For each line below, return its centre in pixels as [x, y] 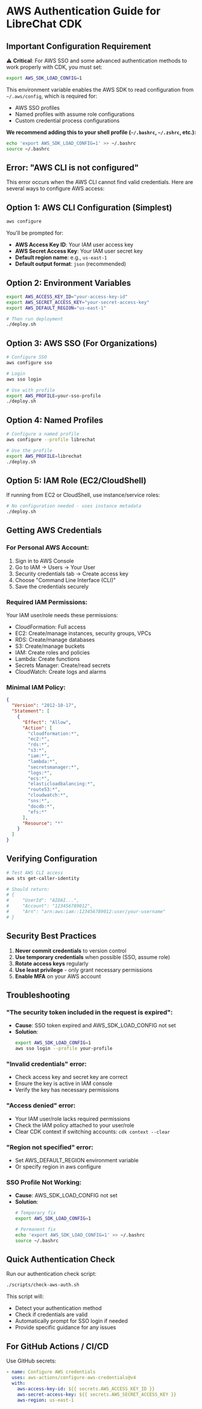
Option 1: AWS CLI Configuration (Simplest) [89, 207]
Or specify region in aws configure [58, 1167]
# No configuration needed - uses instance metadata [74, 506]
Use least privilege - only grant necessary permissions [84, 970]
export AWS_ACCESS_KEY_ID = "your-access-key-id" [67, 297]
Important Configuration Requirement [79, 46]
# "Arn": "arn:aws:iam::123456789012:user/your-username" [86, 912]
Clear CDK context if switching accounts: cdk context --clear [93, 1132]
